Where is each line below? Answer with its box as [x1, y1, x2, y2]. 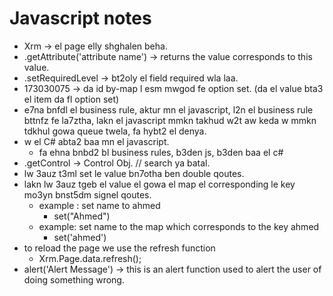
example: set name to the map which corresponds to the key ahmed [38, 220, 320, 232]
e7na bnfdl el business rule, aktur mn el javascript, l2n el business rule [23, 103, 314, 116]
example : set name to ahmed [38, 199, 161, 211]
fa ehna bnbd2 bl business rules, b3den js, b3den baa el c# [38, 146, 284, 158]
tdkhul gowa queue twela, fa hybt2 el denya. [23, 125, 207, 137]
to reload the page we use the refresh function [23, 242, 216, 254]
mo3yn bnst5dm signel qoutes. [23, 188, 152, 201]
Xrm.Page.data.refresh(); [38, 252, 142, 264]
